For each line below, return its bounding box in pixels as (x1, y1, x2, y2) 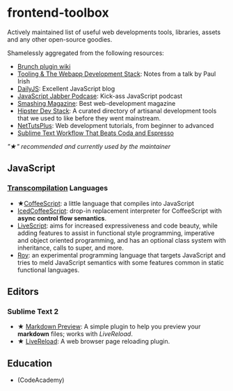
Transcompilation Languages (7, 183, 109, 193)
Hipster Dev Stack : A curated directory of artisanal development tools (17, 106, 217, 115)
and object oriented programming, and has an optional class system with (17, 236, 226, 244)
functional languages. (17, 266, 80, 274)
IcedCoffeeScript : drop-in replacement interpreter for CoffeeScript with (17, 207, 223, 215)
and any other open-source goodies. (7, 35, 113, 43)
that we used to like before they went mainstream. (17, 113, 161, 122)
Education (7, 357, 53, 369)
